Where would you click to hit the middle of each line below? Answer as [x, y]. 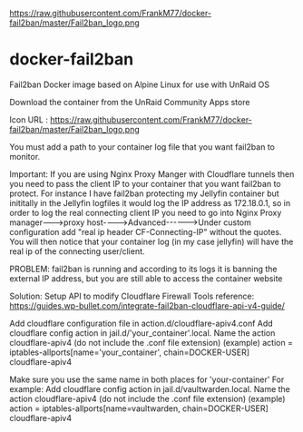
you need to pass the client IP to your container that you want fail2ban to [145, 183]
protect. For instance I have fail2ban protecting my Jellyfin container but [144, 193]
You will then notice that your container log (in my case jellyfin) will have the [151, 241]
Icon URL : [29, 119]
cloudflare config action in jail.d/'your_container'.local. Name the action [142, 333]
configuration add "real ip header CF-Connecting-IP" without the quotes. [146, 231]
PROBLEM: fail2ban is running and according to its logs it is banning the [143, 269]
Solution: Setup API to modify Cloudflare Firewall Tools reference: [132, 296]
